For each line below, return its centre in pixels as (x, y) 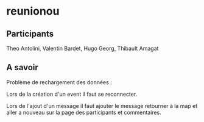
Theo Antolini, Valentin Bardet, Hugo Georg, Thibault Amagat (83, 48)
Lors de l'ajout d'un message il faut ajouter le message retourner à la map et (102, 106)
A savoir (22, 67)
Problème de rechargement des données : (59, 82)
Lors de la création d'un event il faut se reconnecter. (72, 94)
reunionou (33, 11)
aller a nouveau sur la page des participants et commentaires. (84, 112)
